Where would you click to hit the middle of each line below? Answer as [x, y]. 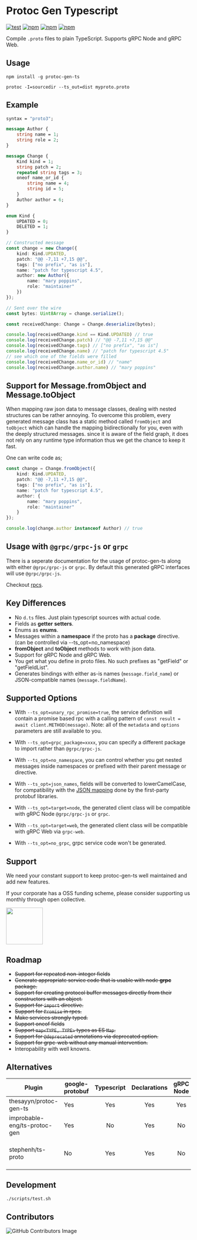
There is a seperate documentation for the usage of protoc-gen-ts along [94, 561]
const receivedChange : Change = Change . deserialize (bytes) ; [81, 324]
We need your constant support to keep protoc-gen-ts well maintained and [97, 876]
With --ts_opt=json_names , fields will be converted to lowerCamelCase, [100, 784]
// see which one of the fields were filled [61, 357]
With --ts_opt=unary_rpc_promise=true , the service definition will [93, 713]
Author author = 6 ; [40, 200]
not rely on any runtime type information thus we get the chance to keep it [96, 440]
